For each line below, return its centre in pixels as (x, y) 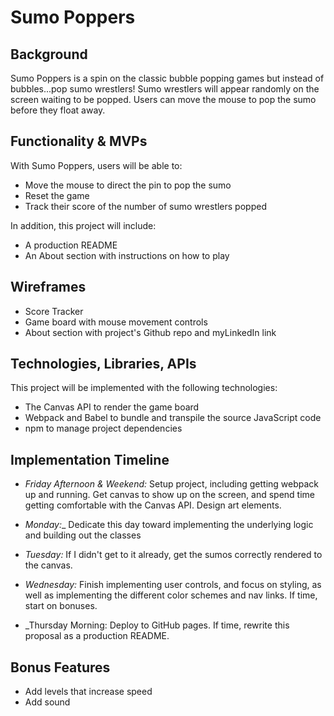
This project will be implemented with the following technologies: (144, 388)
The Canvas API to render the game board (112, 407)
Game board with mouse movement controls (116, 322)
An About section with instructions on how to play (127, 255)
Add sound (47, 702)
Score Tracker (54, 311)
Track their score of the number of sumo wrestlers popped (145, 206)
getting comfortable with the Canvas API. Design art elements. (153, 505)
